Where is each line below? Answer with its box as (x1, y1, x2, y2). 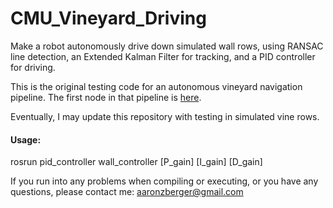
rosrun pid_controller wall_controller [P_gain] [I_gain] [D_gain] (10, 156, 263, 168)
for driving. (10, 61, 56, 73)
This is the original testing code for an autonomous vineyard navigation (10, 80, 303, 92)
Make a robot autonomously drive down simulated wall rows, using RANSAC (10, 40, 324, 52)
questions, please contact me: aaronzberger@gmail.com (10, 186, 244, 198)
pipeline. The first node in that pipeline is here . (10, 91, 202, 103)
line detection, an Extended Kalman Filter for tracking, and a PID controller (10, 50, 316, 62)
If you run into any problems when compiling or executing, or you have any (10, 175, 319, 187)
